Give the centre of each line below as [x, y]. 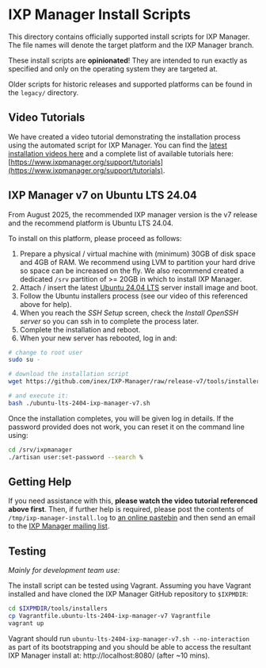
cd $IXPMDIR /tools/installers [58, 608]
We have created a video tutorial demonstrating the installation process [125, 136]
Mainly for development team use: [64, 570]
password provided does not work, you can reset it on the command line [127, 427]
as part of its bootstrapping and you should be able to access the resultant [130, 647]
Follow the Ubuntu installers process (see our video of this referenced [133, 296]
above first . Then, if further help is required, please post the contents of [126, 509]
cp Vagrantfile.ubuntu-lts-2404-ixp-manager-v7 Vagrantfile [110, 616]
